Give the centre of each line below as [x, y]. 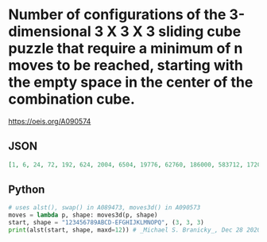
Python [27, 190]
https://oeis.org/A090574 [50, 121]
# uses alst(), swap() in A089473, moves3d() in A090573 [104, 208]
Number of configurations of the [117, 15]
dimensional [50, 31]
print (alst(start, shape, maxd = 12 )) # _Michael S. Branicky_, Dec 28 [126, 230]
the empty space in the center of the [131, 82]
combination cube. [72, 99]
